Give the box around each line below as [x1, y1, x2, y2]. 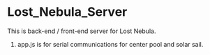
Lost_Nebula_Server [7, 4, 128, 20]
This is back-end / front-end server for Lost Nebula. [7, 27, 156, 35]
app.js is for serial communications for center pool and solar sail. [17, 40, 204, 48]
